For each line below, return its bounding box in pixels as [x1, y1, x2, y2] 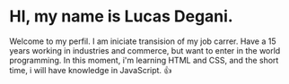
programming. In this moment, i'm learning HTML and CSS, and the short [9, 55, 279, 65]
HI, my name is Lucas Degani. [9, 6, 233, 27]
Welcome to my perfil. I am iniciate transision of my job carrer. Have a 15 [9, 36, 276, 46]
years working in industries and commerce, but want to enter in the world [9, 45, 281, 55]
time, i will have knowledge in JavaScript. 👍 [9, 64, 172, 75]
